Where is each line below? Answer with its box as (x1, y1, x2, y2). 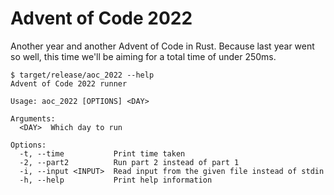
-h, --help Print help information (19, 175, 213, 185)
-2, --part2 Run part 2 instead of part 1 (19, 157, 240, 167)
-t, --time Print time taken (19, 148, 186, 159)
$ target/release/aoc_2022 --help (10, 70, 155, 80)
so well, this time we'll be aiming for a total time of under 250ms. (10, 50, 277, 62)
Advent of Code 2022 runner (10, 78, 128, 89)
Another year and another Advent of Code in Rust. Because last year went (10, 40, 315, 52)
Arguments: (10, 113, 56, 124)
